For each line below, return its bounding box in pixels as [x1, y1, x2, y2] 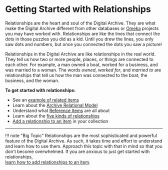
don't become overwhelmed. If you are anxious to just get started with [5, 148, 150, 154]
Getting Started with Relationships [5, 3, 151, 15]
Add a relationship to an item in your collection [12, 118, 108, 124]
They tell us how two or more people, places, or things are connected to [5, 56, 154, 62]
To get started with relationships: [5, 87, 76, 93]
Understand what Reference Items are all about [12, 107, 110, 113]
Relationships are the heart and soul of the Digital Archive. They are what [5, 20, 156, 26]
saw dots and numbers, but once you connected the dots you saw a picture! [5, 41, 162, 47]
